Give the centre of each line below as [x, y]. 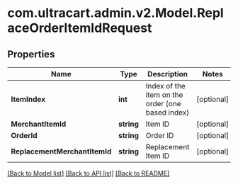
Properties [31, 54]
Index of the [165, 86]
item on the [164, 95]
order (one [163, 104]
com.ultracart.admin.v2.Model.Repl [116, 13]
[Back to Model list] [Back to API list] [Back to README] [89, 173]
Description [168, 74]
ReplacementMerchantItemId [61, 151]
